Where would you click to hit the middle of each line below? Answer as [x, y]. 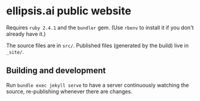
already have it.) [26, 33]
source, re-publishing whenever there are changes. [69, 91]
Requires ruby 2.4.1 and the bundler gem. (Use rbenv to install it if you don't [100, 27]
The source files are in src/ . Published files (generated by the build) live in [98, 45]
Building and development [56, 71]
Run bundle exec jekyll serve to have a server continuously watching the [98, 85]
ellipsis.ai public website [69, 11]
